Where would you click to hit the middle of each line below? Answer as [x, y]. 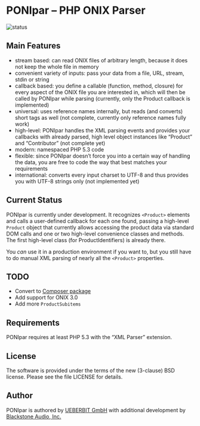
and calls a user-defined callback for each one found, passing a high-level [98, 221]
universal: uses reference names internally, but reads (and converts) [99, 111]
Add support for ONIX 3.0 [46, 298]
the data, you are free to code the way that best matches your [91, 162]
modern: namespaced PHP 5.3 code [59, 149]
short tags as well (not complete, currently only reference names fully [100, 117]
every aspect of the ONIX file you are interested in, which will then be [100, 92]
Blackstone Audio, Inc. [34, 416]
